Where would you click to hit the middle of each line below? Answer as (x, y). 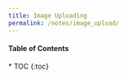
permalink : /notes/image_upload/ (64, 23)
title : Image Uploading (48, 16)
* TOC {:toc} (29, 66)
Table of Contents (39, 49)
